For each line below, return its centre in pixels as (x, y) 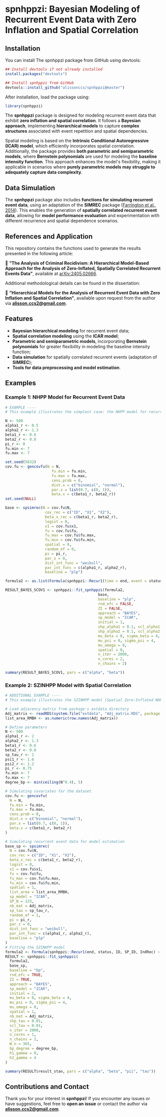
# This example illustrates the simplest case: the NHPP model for (76, 412)
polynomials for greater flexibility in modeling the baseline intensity (81, 346)
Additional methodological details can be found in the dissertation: (73, 283)
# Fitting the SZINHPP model (35, 947)
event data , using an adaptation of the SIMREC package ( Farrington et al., (81, 205)
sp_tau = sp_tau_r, (30, 910)
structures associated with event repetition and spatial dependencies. (77, 131)
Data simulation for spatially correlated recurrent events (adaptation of (84, 357)
